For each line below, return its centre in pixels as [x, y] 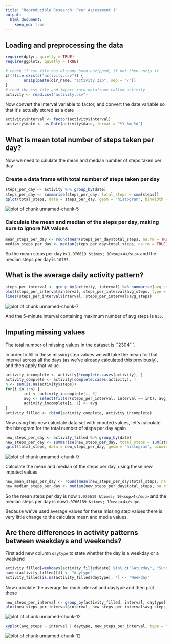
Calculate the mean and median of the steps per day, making [82, 222]
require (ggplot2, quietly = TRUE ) [42, 61]
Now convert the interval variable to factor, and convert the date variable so [85, 104]
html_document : [26, 19]
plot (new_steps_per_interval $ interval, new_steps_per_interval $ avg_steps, [87, 607]
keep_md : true [29, 24]
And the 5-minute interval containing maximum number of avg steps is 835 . [84, 316]
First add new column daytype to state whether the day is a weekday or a [82, 553]
